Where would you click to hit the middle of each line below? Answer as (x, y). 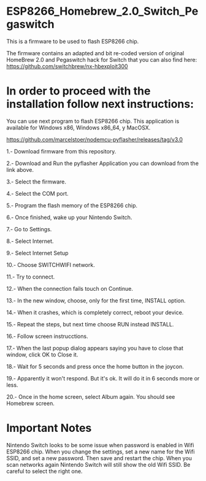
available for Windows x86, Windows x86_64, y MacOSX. (78, 128)
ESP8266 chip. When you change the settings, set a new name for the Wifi (101, 452)
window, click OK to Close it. (42, 355)
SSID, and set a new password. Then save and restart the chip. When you (99, 458)
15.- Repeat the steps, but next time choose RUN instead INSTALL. (90, 324)
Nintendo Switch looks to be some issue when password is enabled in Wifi (100, 445)
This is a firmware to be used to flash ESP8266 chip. (73, 41)
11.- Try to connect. (31, 277)
